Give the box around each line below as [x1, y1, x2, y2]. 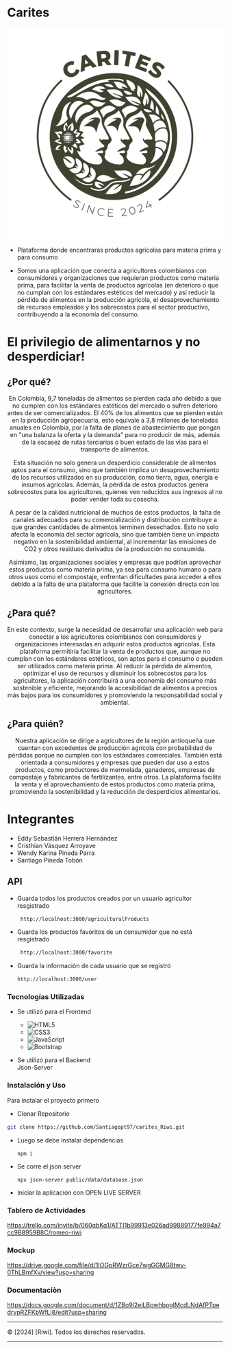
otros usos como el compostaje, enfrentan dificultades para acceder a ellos [8, 573, 222, 581]
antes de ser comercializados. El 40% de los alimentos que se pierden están [7, 409, 223, 417]
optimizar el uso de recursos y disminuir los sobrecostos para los [23, 669, 207, 677]
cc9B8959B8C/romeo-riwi [7, 1228, 82, 1236]
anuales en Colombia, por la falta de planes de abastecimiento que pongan [9, 423, 221, 432]
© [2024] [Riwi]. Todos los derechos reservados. [7, 1328, 146, 1336]
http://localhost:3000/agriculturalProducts [20, 915, 149, 922]
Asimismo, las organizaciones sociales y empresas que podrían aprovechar [9, 558, 221, 567]
